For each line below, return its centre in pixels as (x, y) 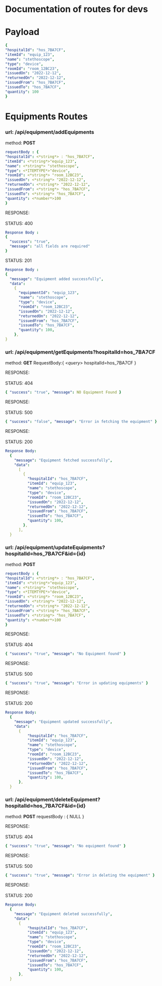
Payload (22, 32)
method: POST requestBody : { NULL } (45, 817)
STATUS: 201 (18, 260)
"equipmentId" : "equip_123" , (49, 293)
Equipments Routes (47, 116)
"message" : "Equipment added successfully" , (57, 279)
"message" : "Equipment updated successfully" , (63, 722)
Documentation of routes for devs (77, 9)
